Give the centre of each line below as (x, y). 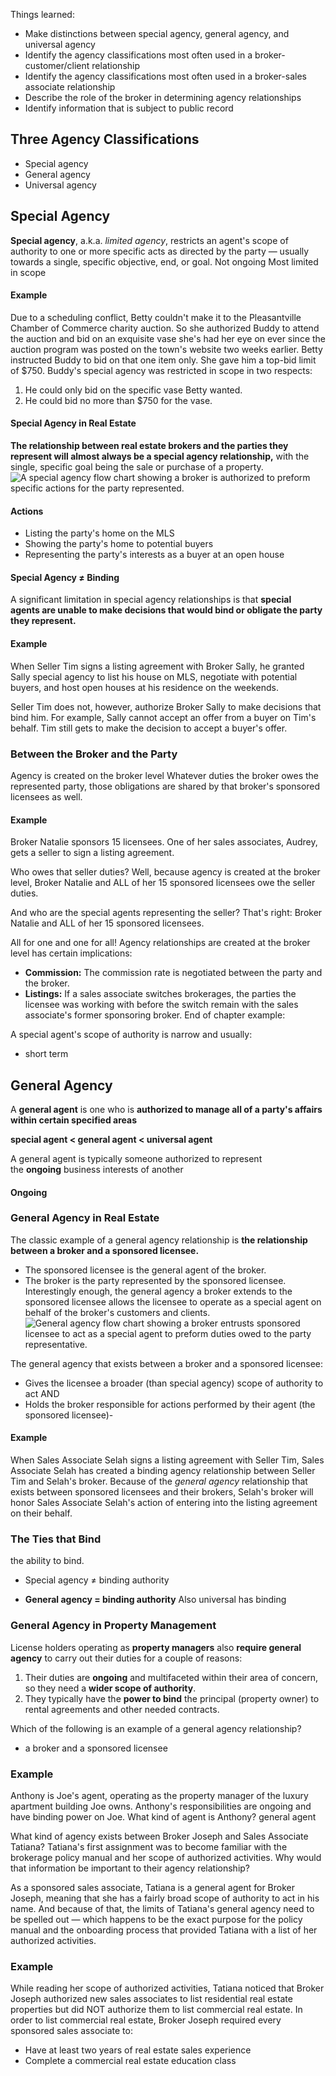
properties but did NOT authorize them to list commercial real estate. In (156, 2010)
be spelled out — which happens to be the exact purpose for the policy (156, 1919)
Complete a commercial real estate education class (130, 2061)
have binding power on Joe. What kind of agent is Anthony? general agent (163, 1816)
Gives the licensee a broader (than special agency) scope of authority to (174, 1383)
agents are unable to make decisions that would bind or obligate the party (166, 610)
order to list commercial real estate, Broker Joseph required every (146, 2020)
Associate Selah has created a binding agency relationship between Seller (163, 1471)
